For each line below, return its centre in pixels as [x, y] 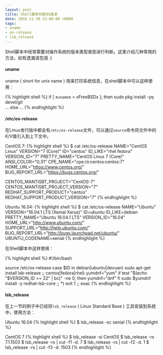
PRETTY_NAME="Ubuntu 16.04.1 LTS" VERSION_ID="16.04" [65, 217]
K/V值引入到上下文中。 [28, 136]
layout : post [18, 10]
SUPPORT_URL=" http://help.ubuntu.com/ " [48, 228]
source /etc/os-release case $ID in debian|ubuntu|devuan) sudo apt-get [78, 268]
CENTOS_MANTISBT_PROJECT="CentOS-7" [50, 182]
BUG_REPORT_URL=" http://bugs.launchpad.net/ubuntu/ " [62, 233]
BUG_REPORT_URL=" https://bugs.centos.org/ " [52, 172]
